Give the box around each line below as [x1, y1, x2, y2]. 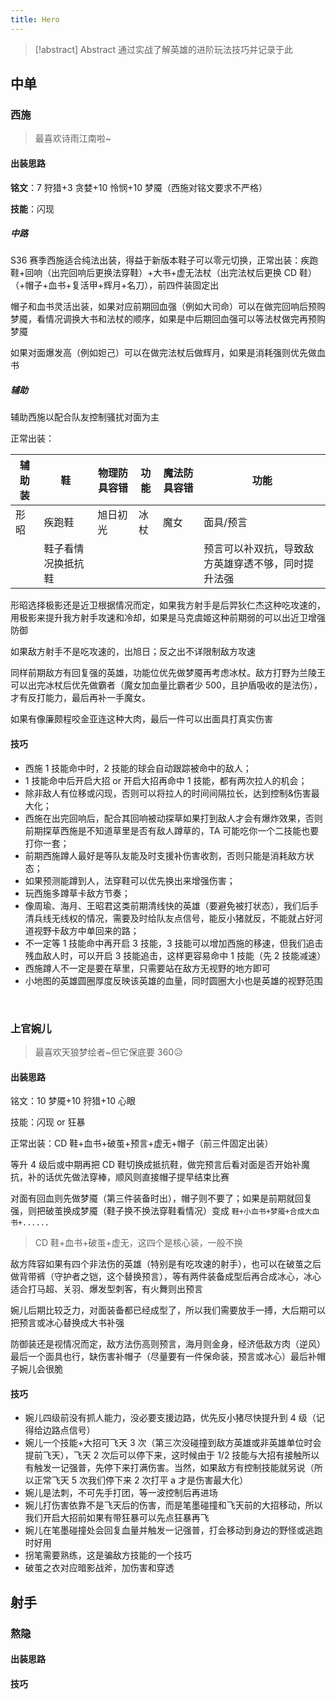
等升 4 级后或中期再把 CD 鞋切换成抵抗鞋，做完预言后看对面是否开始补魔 [10, 1159, 311, 1171]
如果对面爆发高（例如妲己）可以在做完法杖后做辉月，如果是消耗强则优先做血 [10, 347, 326, 359]
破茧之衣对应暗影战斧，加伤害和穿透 [24, 1562, 175, 1574]
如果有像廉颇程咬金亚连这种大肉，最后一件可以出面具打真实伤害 [10, 713, 273, 725]
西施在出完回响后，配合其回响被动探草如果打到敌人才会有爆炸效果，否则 [24, 812, 323, 824]
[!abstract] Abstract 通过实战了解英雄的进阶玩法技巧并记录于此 [34, 43, 293, 55]
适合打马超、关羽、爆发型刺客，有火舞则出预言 [10, 1283, 203, 1295]
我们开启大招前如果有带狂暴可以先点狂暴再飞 [24, 1512, 210, 1524]
